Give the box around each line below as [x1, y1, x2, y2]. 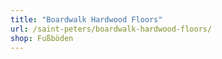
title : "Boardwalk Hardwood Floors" [10, 14, 163, 25]
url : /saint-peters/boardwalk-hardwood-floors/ [10, 24, 213, 34]
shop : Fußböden [10, 33, 74, 43]
